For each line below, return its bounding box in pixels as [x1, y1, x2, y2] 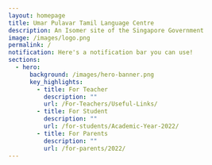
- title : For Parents [37, 129, 109, 137]
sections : [8, 56, 41, 64]
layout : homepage [8, 11, 66, 20]
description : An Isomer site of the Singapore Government [8, 26, 204, 34]
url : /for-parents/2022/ [43, 144, 126, 152]
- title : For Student [37, 108, 109, 116]
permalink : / [8, 41, 52, 49]
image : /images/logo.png [8, 33, 91, 42]
